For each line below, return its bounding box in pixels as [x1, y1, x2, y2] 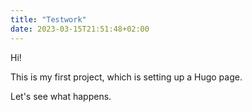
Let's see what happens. [10, 90, 112, 102]
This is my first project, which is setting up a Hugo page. [10, 71, 243, 83]
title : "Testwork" [10, 14, 87, 25]
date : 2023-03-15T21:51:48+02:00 [10, 24, 150, 34]
